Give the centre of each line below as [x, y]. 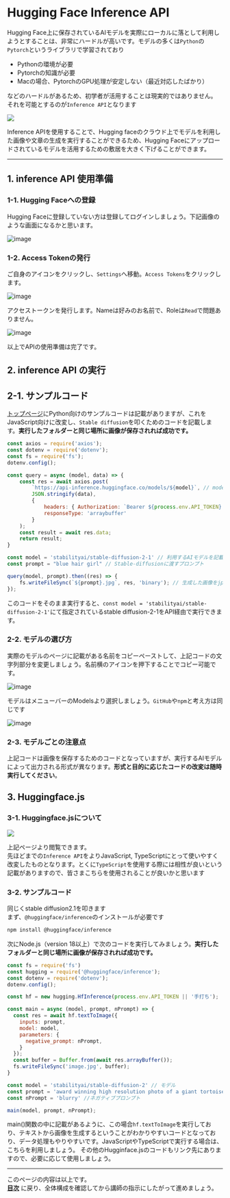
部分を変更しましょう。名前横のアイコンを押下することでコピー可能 [115, 664]
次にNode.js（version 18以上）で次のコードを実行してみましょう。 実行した [113, 944]
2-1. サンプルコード [48, 396]
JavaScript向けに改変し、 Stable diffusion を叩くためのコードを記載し [107, 422]
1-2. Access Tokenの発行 [49, 258]
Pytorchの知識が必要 [46, 73]
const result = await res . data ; [65, 532]
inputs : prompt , [43, 1022]
